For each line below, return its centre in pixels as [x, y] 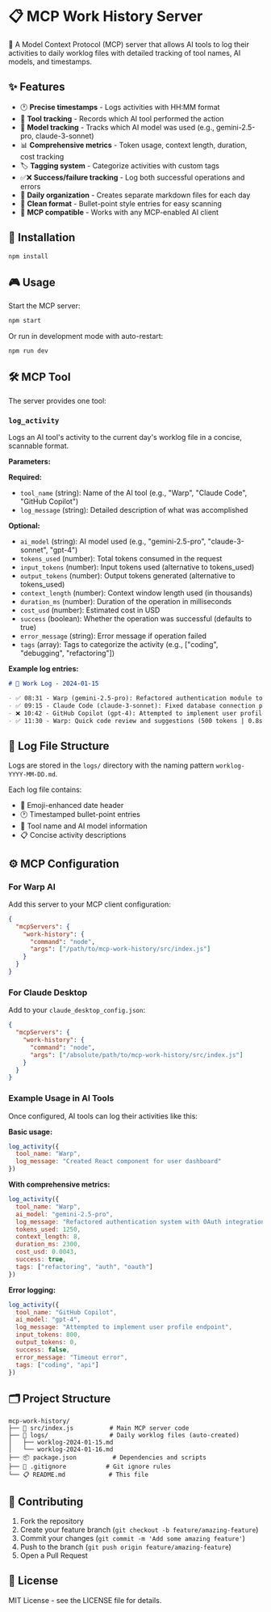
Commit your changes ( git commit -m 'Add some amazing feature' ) [133, 1538]
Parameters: [29, 462]
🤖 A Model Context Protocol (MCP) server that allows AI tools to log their [129, 44]
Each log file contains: [45, 789]
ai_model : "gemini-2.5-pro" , [65, 1214]
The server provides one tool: [57, 400]
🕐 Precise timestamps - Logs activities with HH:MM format [120, 107]
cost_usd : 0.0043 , [47, 1252]
